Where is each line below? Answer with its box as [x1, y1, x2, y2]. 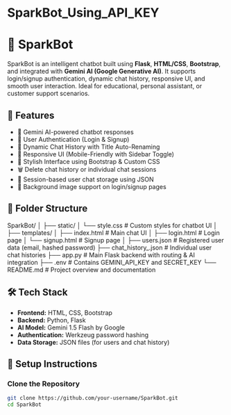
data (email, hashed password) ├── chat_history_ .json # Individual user [7, 243, 212, 252]
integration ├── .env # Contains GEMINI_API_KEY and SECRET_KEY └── [7, 258, 216, 266]
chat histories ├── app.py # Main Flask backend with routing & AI [7, 250, 196, 259]
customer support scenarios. [7, 89, 90, 98]
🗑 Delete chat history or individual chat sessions [17, 165, 157, 173]
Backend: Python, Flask [17, 316, 86, 324]
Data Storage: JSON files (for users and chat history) [17, 338, 170, 346]
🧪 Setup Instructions [7, 358, 98, 370]
